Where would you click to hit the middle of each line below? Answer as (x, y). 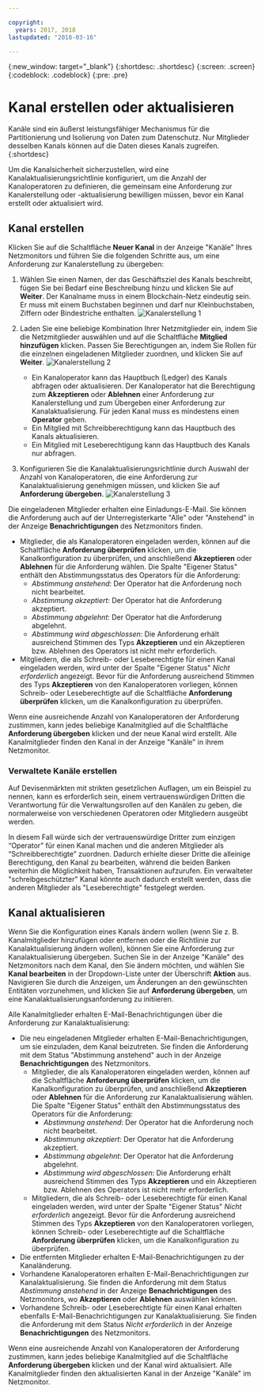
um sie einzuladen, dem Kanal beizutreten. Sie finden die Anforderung (134, 1047)
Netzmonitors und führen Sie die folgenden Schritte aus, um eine (114, 256)
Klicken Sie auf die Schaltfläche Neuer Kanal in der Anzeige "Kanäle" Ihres (130, 247)
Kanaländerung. (45, 1265)
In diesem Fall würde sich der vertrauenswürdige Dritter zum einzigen (122, 838)
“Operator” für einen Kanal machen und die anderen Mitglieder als (116, 845)
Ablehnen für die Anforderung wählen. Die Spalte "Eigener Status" (129, 567)
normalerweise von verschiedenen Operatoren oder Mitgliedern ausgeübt (128, 814)
